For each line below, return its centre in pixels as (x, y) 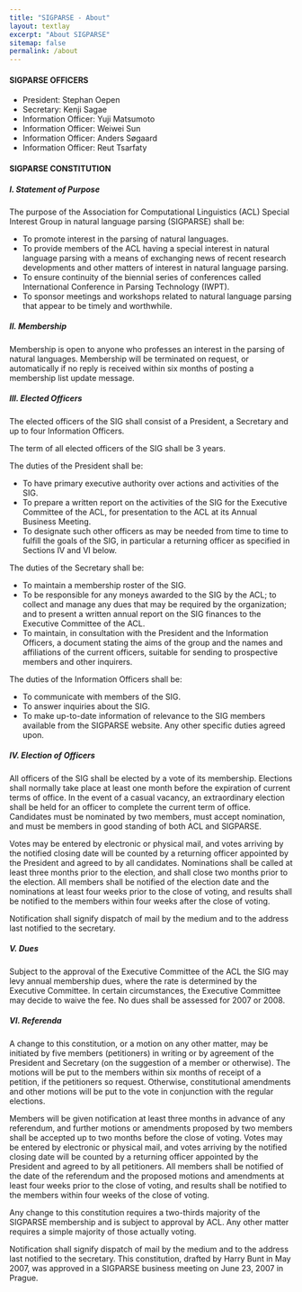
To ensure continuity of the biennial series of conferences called (142, 277)
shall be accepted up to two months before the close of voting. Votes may (146, 1137)
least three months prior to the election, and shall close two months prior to (149, 872)
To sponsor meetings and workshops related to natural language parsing (157, 296)
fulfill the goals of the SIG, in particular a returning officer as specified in (156, 541)
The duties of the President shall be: (76, 466)
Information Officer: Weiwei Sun (81, 129)
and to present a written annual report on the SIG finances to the (142, 614)
